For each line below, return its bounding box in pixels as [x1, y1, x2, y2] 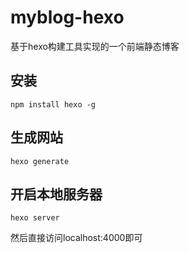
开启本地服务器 [10, 186, 103, 203]
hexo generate [10, 156, 70, 166]
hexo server [10, 213, 60, 223]
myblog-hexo [10, 6, 125, 29]
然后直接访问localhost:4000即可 [10, 232, 143, 244]
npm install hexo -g [10, 99, 97, 110]
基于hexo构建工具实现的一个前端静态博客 [10, 40, 180, 52]
